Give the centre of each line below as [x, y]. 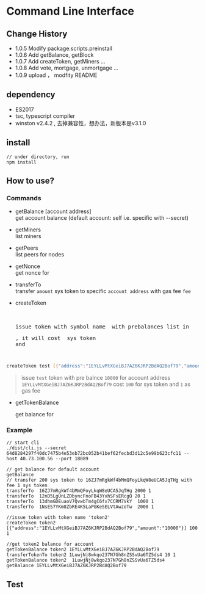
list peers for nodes [40, 255]
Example [20, 430]
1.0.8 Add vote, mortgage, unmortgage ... [67, 68]
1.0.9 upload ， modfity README [56, 75]
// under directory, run [38, 157]
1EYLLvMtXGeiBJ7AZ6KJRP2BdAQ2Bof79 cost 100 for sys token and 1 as [106, 384]
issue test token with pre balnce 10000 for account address [96, 378]
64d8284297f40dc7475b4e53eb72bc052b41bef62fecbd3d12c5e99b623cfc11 [94, 454]
